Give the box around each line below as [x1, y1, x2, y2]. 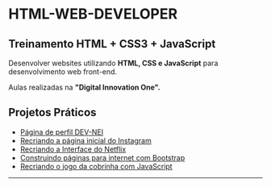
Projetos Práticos [8, 106, 97, 119]
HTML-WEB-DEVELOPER [8, 5, 178, 23]
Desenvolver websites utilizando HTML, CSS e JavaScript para [8, 58, 219, 68]
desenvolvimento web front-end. [8, 67, 118, 77]
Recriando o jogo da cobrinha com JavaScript [19, 161, 173, 171]
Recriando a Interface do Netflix [19, 144, 127, 154]
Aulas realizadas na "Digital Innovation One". [8, 82, 161, 92]
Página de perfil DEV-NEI [19, 127, 104, 137]
